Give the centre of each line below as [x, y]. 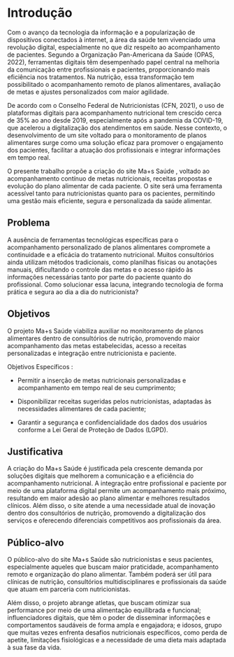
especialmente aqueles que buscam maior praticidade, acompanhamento [113, 567]
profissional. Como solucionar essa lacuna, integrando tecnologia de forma [115, 284]
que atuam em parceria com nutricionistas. [69, 589]
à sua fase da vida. [34, 648]
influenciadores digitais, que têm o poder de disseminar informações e [109, 618]
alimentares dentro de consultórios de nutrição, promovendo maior [104, 338]
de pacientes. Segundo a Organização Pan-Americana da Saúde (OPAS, [111, 55]
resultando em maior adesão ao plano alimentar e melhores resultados [109, 498]
